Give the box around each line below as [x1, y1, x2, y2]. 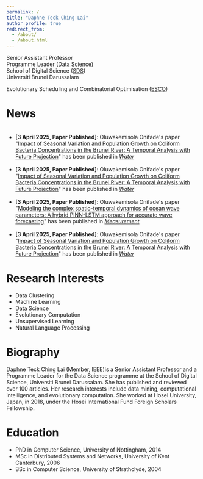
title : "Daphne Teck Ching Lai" [6, 15, 88, 21]
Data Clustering [15, 291, 55, 299]
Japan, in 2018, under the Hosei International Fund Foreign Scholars [6, 398, 177, 405]
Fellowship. [6, 404, 35, 412]
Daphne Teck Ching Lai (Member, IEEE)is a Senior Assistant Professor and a [6, 366, 197, 373]
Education [6, 426, 59, 439]
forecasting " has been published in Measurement [15, 217, 140, 225]
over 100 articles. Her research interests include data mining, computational [6, 385, 196, 392]
